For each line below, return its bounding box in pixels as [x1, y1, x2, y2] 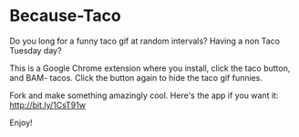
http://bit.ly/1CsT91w [9, 99, 87, 110]
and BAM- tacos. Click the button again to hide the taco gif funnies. [9, 72, 263, 83]
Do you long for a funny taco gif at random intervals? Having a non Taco [9, 35, 281, 46]
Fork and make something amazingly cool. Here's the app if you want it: [9, 90, 279, 101]
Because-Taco [9, 5, 121, 26]
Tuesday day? [9, 44, 62, 55]
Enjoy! [9, 117, 34, 128]
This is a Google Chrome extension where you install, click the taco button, [9, 63, 291, 73]
